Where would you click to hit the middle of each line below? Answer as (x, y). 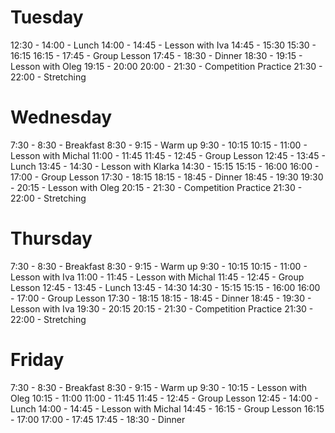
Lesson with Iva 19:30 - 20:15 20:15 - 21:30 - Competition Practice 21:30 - (162, 308)
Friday (37, 360)
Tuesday (47, 17)
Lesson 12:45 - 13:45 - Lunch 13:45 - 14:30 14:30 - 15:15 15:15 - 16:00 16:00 (165, 287)
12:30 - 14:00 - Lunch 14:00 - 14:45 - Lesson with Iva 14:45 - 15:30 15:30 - (163, 45)
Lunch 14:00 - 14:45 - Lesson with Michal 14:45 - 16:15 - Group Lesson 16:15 (167, 408)
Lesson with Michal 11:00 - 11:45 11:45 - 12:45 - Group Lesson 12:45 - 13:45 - (168, 155)
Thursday (51, 238)
